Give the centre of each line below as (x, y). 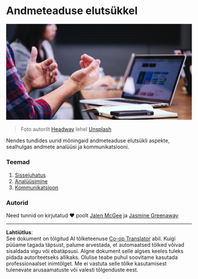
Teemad (18, 162)
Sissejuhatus (30, 175)
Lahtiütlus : (19, 232)
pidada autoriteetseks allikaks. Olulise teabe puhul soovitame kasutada (92, 257)
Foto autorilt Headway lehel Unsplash (66, 129)
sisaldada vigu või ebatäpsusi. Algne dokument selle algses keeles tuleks (95, 251)
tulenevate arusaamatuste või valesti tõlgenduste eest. (72, 270)
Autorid (17, 203)
